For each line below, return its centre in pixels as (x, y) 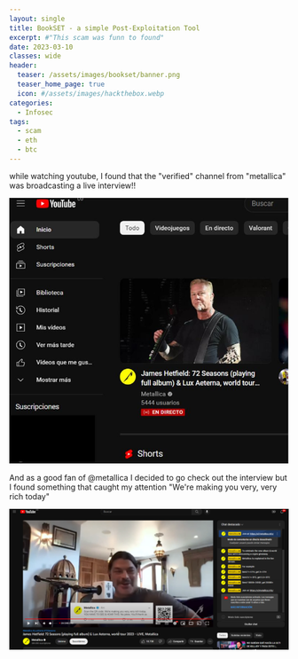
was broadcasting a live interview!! (73, 185)
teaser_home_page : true (61, 84)
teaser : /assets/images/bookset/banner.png (98, 75)
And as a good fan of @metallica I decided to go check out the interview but (149, 477)
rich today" (30, 496)
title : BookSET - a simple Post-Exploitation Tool (105, 28)
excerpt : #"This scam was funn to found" (87, 37)
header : (24, 66)
